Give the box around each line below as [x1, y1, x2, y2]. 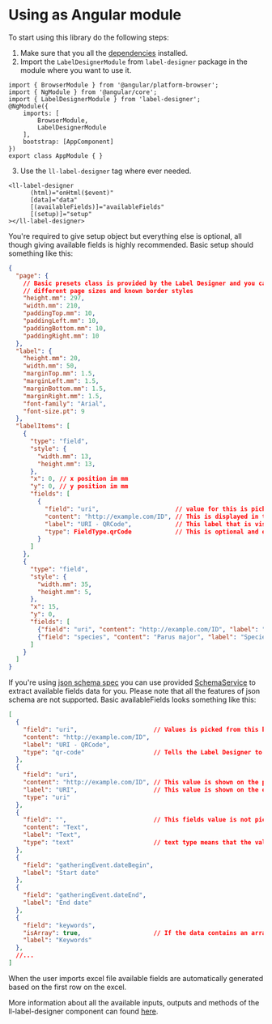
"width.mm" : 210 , [23, 302, 82, 310]
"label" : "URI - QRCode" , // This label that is [44, 520, 252, 528]
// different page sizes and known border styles [23, 287, 194, 295]
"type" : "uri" [23, 793, 70, 801]
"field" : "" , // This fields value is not [23, 816, 252, 824]
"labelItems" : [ [15, 423, 70, 431]
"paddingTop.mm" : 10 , [23, 309, 96, 317]
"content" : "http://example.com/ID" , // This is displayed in [44, 512, 259, 520]
